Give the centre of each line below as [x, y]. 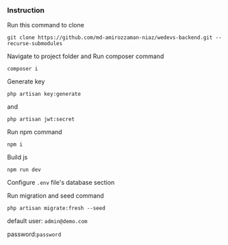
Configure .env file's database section [61, 183]
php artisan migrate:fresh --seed [56, 208]
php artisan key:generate [44, 94]
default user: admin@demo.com [47, 221]
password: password [34, 234]
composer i [23, 69]
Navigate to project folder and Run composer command [86, 56]
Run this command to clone [46, 25]
